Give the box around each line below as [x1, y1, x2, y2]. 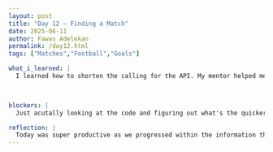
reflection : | [8, 124, 57, 132]
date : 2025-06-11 [8, 27, 67, 35]
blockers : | [8, 101, 49, 110]
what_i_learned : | [8, 64, 71, 73]
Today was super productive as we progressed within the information [15, 131, 256, 139]
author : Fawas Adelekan [8, 34, 89, 43]
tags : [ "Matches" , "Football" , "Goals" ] [8, 50, 140, 58]
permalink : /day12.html [8, 42, 89, 50]
